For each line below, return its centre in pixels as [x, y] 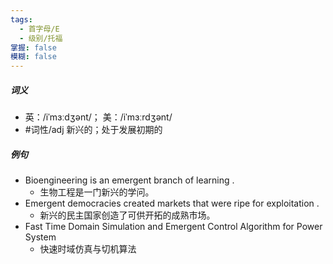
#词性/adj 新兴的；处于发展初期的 [93, 130]
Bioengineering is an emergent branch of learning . [129, 180]
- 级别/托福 [41, 38]
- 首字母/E [39, 29]
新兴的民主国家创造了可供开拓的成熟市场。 [127, 215]
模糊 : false [33, 57]
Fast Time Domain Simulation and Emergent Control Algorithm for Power [173, 227]
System [40, 237]
